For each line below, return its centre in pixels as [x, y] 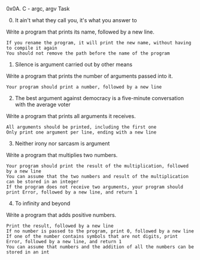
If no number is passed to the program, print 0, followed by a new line [100, 231]
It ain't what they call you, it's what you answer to [76, 20]
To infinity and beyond [43, 203]
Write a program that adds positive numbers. [61, 215]
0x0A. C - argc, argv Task [38, 9]
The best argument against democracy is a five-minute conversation [99, 98]
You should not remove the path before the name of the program [88, 53]
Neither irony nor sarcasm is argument [62, 143]
